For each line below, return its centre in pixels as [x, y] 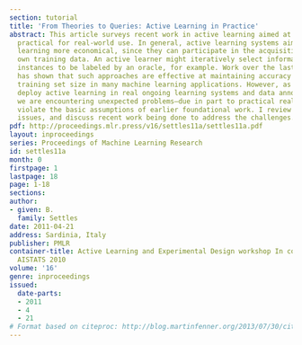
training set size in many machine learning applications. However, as [155, 84]
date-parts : [40, 293]
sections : [28, 193]
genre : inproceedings [50, 277]
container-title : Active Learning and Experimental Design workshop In [146, 252]
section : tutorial [44, 18]
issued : [24, 285]
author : [24, 202]
